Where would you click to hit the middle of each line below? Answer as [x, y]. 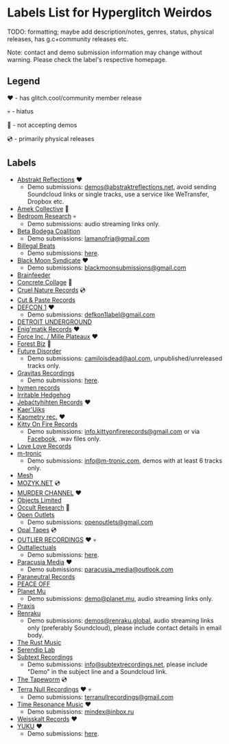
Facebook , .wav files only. [64, 439]
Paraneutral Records [46, 576]
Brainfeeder [34, 275]
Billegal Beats [36, 245]
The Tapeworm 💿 [42, 679]
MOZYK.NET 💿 [38, 483]
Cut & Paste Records [46, 300]
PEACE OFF [34, 584]
